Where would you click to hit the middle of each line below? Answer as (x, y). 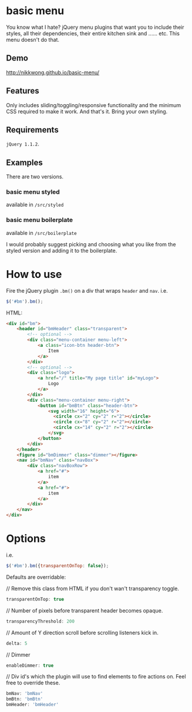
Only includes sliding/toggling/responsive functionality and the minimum (94, 105)
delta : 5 (17, 643)
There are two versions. (35, 177)
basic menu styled (33, 192)
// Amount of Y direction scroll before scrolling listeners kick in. (82, 632)
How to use (34, 274)
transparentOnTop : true (35, 599)
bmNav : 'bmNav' (25, 694)
